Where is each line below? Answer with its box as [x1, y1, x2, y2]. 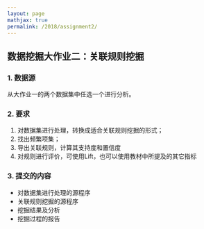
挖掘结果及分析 [17, 205, 60, 214]
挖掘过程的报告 [17, 214, 60, 223]
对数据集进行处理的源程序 [17, 188, 91, 196]
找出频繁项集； [17, 135, 60, 143]
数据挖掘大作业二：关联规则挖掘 [7, 50, 144, 62]
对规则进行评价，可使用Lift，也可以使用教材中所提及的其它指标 [17, 152, 197, 160]
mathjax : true [7, 17, 49, 24]
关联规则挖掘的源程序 [17, 197, 78, 205]
